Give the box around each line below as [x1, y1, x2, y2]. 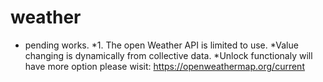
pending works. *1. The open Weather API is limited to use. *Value [24, 39, 299, 51]
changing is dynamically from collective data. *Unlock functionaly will [24, 49, 313, 61]
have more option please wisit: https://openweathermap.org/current [24, 60, 305, 72]
